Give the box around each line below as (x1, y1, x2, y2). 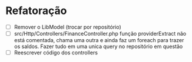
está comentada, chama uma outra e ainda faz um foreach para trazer (14, 37, 184, 44)
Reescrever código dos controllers (14, 49, 98, 56)
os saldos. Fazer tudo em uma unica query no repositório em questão (14, 43, 183, 50)
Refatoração (5, 4, 67, 18)
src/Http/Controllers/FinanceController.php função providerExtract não (14, 30, 187, 37)
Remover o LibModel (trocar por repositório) (14, 23, 121, 30)
